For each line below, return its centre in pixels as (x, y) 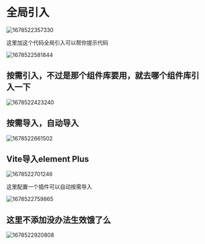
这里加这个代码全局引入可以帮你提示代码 (57, 42)
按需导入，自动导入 (43, 123)
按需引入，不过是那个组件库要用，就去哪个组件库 (99, 76)
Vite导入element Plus (48, 159)
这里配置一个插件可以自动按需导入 (49, 187)
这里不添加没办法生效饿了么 (59, 220)
